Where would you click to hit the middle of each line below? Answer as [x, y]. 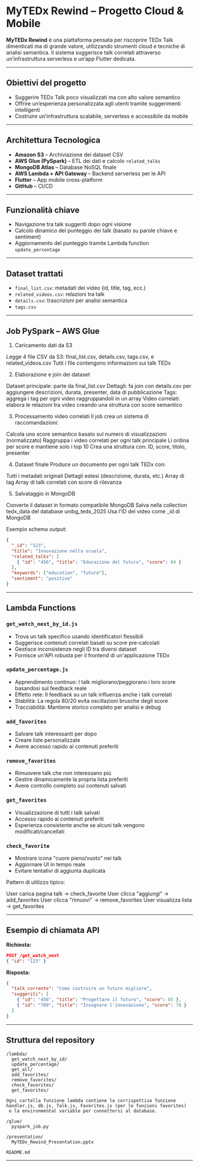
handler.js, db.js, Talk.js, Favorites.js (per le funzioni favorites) [96, 1105]
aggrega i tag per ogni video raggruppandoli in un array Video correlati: [93, 398]
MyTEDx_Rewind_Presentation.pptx [53, 1142]
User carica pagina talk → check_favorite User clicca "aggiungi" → [87, 894]
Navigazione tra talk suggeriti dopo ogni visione [73, 224]
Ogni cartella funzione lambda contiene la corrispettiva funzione [91, 1100]
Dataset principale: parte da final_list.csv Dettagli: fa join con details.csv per [99, 386]
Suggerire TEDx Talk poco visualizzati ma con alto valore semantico [97, 97]
